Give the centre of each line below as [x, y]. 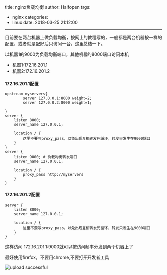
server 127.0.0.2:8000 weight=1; [58, 103]
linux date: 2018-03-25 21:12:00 [45, 22]
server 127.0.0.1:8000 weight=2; [58, 98]
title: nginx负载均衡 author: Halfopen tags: [48, 7]
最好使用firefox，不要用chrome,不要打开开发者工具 [57, 257]
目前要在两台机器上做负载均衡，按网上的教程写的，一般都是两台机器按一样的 [83, 37]
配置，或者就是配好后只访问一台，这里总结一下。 [55, 44]
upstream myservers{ [27, 94]
